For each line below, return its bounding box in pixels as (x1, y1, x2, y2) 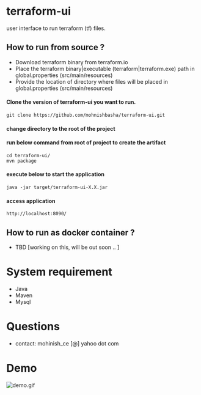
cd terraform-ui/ (6, 152, 51, 158)
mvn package (6, 158, 37, 164)
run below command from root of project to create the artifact (6, 139, 166, 146)
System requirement (6, 265, 113, 279)
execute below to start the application (6, 171, 105, 178)
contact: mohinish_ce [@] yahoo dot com (15, 339, 119, 347)
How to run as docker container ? (6, 227, 136, 238)
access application (6, 197, 56, 204)
